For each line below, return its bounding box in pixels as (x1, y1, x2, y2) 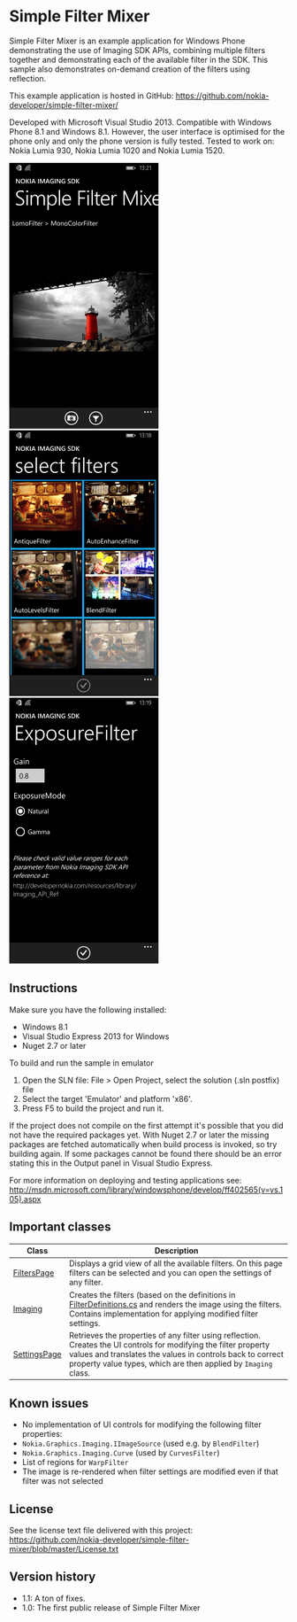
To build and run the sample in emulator (9, 1057, 155, 1068)
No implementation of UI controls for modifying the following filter (21, 1419, 263, 1430)
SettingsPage (12, 1348, 62, 1359)
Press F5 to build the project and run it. (21, 1103, 164, 1114)
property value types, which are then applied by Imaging (69, 1358, 273, 1369)
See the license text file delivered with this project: (9, 1525, 194, 1535)
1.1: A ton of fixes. (21, 1593, 86, 1603)
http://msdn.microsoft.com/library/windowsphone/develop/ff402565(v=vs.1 (9, 1184, 284, 1195)
